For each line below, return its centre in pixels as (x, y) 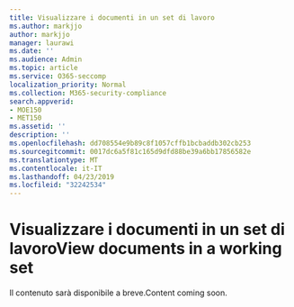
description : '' (40, 135)
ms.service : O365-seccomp (58, 77)
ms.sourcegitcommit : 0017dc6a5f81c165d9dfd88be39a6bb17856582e (130, 151)
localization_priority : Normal (68, 85)
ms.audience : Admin (46, 59)
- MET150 (26, 118)
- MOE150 (26, 110)
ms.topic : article (44, 68)
